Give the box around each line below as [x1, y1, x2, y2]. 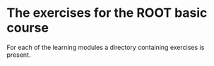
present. [6, 51, 31, 59]
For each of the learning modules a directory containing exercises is [6, 43, 205, 51]
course [6, 20, 49, 36]
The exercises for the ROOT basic [6, 5, 208, 21]
